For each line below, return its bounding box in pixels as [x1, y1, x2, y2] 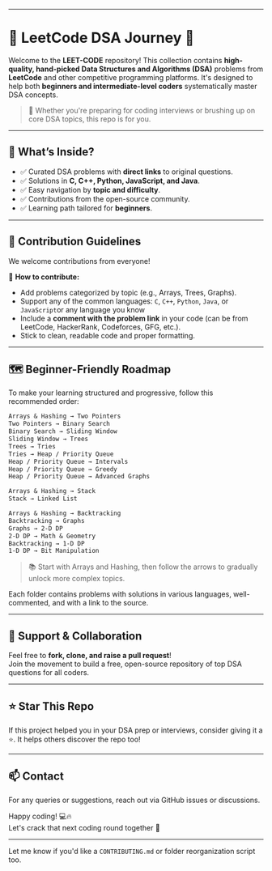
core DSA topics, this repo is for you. [28, 114, 151, 124]
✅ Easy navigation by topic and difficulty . [19, 185, 161, 194]
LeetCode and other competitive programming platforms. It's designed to [8, 72, 253, 82]
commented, [8, 598, 51, 608]
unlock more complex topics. [28, 574, 125, 584]
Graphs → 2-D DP [8, 524, 63, 533]
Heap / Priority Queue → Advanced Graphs [8, 473, 151, 481]
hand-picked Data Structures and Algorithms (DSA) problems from [36, 64, 264, 74]
